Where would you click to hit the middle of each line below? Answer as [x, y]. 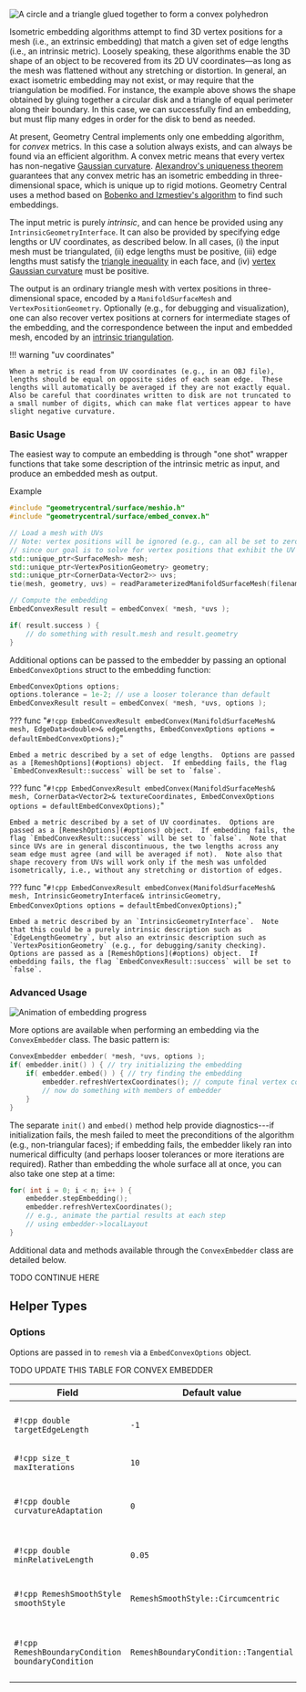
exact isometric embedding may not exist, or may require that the [132, 80]
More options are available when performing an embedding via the [134, 1030]
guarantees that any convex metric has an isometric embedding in [133, 175]
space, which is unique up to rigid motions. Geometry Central [172, 185]
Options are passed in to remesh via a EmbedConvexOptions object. [131, 1352]
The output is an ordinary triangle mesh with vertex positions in [128, 289]
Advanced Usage [48, 993]
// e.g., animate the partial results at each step [126, 1216]
